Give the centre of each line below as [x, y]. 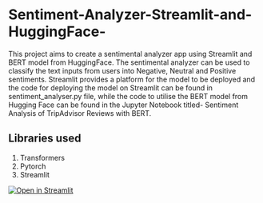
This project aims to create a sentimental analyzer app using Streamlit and [130, 54]
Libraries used [45, 139]
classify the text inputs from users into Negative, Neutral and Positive [122, 70]
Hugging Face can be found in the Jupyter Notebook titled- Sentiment [124, 105]
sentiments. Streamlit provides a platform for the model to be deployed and [132, 79]
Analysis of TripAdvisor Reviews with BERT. [80, 113]
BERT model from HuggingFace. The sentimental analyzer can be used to [129, 62]
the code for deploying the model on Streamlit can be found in [111, 88]
